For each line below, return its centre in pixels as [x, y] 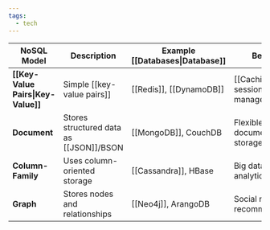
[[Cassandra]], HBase [173, 170]
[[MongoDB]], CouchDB [177, 132]
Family [25, 175]
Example [179, 51]
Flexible [248, 122]
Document [33, 132]
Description [93, 55]
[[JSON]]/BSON [93, 147]
